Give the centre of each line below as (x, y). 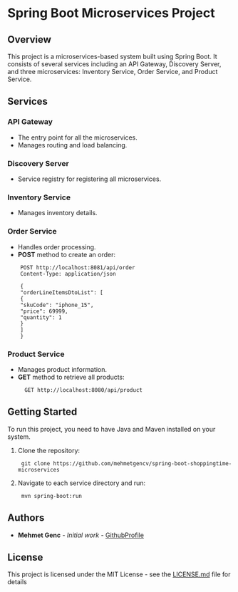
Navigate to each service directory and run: (82, 483)
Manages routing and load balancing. (72, 145)
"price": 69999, (45, 311)
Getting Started (42, 412)
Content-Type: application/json (68, 274)
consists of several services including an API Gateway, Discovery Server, (114, 64)
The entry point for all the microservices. (77, 137)
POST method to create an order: (67, 254)
